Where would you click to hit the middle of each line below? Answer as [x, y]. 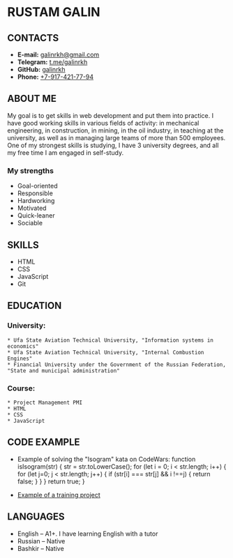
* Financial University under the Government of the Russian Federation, [117, 364]
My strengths [31, 170]
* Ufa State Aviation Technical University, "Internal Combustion [106, 352]
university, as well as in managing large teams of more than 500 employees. [116, 137]
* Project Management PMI [45, 402]
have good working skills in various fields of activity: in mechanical [103, 123]
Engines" [20, 359]
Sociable [30, 223]
